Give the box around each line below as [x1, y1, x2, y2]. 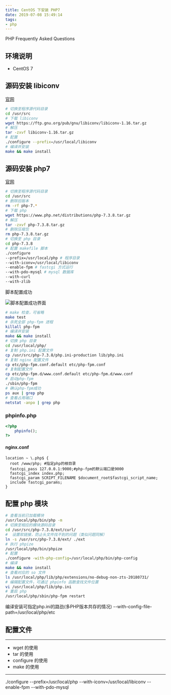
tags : [5, 17, 17, 22]
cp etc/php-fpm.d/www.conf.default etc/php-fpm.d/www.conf [5, 372, 133, 377]
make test [5, 315, 26, 320]
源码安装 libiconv [5, 82, 60, 90]
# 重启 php [5, 589, 27, 594]
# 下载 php [5, 208, 27, 213]
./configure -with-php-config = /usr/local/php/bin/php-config [5, 556, 138, 561]
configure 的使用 [12, 657, 48, 663]
